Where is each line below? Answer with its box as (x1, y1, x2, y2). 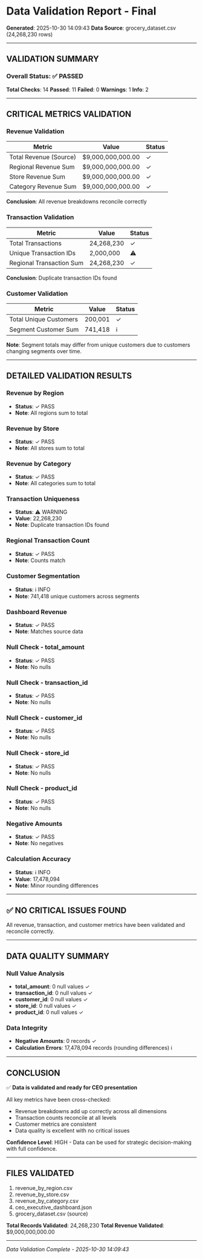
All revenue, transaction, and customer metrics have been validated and (6, 921, 185, 929)
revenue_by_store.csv (14, 1191, 69, 1198)
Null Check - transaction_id (6, 678, 88, 687)
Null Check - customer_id (6, 713, 83, 722)
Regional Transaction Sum (9, 258, 83, 267)
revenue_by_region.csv (14, 1184, 73, 1191)
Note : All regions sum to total (14, 409, 88, 416)
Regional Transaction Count (6, 537, 90, 545)
